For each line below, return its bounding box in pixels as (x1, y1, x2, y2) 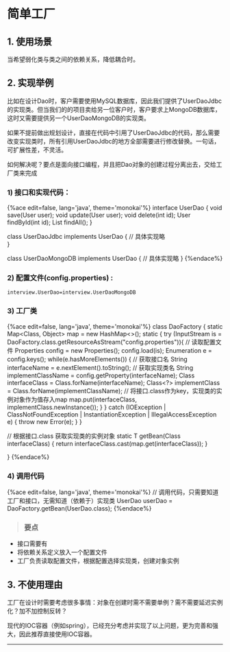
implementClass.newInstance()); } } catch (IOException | (7, 403, 166, 411)
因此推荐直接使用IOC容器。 (18, 630, 96, 638)
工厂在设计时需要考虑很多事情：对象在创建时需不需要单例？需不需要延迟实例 (7, 598, 223, 607)
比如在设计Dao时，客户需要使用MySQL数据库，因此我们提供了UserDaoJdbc (7, 97, 222, 105)
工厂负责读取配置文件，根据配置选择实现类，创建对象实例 (16, 557, 179, 565)
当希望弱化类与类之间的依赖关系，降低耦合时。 (7, 56, 139, 63)
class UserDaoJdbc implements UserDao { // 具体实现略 (7, 233, 166, 241)
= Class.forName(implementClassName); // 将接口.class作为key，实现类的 (7, 386, 217, 395)
